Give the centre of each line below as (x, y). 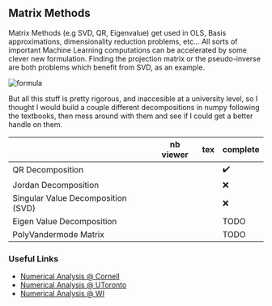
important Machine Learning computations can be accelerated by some (127, 50)
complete (241, 149)
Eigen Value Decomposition (65, 221)
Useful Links (34, 258)
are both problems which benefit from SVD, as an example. (107, 67)
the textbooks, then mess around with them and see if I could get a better (131, 116)
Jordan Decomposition (56, 185)
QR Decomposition (48, 170)
